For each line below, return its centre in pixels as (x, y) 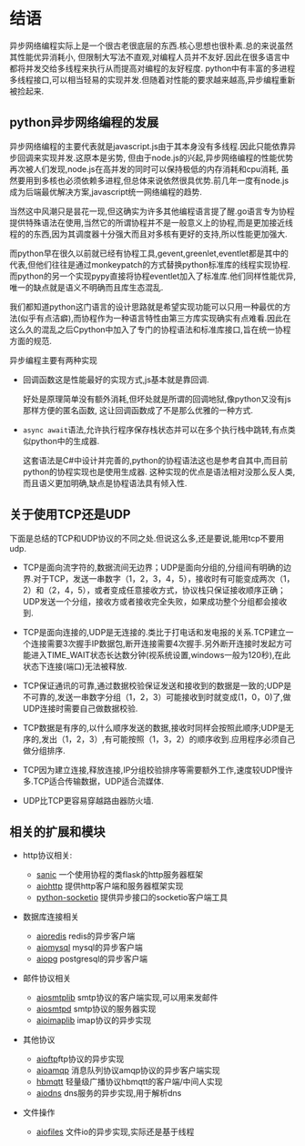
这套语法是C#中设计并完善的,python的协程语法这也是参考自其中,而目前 (155, 460)
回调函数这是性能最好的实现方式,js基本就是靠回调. (116, 380)
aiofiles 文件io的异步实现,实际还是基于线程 (115, 1132)
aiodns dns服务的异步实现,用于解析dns (109, 1093)
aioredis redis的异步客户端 (86, 936)
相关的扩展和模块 (57, 832)
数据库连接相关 (51, 917)
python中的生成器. (65, 441)
